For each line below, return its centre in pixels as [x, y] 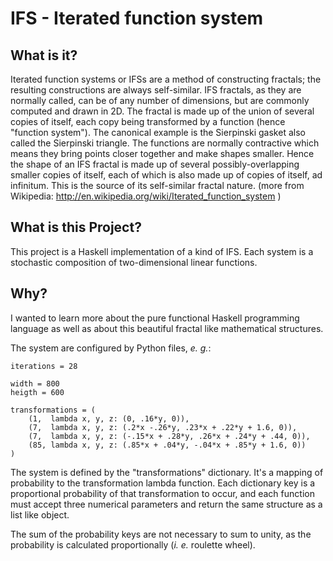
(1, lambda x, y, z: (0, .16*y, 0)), [109, 418]
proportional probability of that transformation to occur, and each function [162, 493]
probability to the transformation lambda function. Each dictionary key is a [163, 483]
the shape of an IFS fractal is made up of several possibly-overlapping [155, 164]
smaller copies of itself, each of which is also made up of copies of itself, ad [166, 175]
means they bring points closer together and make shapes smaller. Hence [162, 153]
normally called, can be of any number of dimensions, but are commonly [160, 100]
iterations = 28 [44, 366]
